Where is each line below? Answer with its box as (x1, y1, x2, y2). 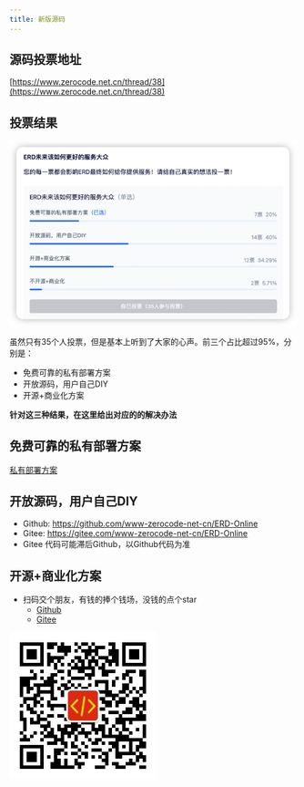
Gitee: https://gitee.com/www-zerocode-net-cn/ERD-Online (22, 528, 248, 539)
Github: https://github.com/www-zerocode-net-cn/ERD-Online (22, 518, 258, 529)
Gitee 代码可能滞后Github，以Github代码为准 (22, 539, 191, 550)
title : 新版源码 (9, 15, 66, 24)
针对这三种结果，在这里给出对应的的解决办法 (9, 409, 177, 419)
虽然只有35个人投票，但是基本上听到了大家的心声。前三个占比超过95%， (9, 336, 284, 347)
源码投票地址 (9, 52, 82, 67)
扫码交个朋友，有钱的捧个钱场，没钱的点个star (22, 594, 198, 606)
